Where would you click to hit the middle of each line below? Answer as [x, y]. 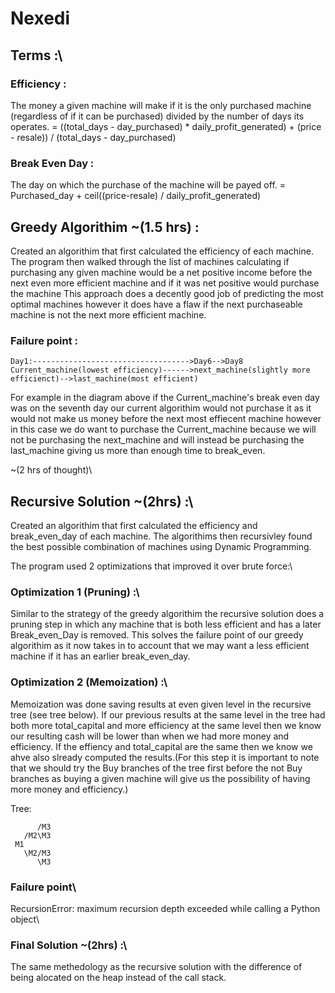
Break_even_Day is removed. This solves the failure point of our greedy [157, 635]
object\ [25, 919]
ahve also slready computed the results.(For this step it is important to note [165, 757]
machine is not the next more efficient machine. [108, 314]
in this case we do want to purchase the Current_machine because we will [163, 429]
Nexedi [40, 18]
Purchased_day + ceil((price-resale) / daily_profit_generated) [136, 196]
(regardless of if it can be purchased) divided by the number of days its [157, 116]
